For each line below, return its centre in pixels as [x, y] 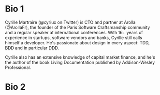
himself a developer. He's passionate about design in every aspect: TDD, [77, 42]
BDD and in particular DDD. [32, 48]
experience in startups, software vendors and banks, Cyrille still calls [74, 38]
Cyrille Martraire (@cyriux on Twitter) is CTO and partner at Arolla [70, 22]
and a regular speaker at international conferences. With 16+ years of [74, 32]
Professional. [18, 67]
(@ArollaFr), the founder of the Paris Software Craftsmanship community [78, 27]
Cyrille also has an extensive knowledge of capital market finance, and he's [80, 57]
